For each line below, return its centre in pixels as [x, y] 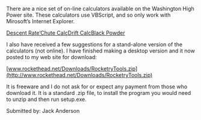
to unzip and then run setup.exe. [46, 99]
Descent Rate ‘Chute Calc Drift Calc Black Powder [66, 33]
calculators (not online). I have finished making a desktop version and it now [101, 51]
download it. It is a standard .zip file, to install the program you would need [99, 93]
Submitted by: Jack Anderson [43, 111]
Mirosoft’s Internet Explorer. [41, 21]
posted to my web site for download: [52, 57]
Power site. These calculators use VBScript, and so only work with [88, 15]
